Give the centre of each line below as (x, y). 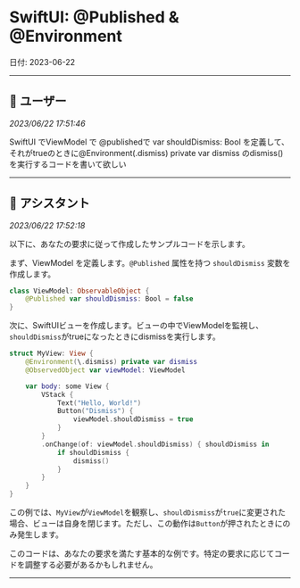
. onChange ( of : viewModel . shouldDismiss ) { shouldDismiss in (155, 444)
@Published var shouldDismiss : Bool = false (109, 299)
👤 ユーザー (38, 101)
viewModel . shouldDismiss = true (133, 419)
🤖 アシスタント (50, 203)
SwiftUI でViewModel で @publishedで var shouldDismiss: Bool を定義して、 (150, 142)
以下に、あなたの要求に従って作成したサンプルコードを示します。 (129, 244)
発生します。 (40, 534)
